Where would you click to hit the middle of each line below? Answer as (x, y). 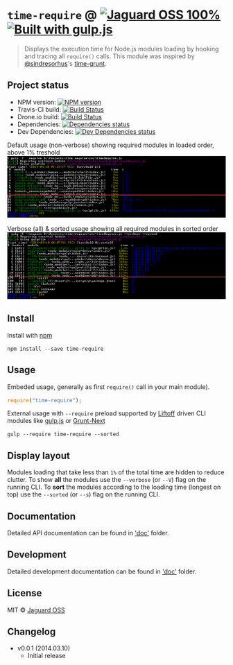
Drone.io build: (38, 116)
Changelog (32, 632)
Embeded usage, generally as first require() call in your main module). (109, 387)
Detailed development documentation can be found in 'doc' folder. (102, 571)
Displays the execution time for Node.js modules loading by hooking (121, 49)
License (25, 593)
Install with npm (30, 335)
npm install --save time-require (55, 349)
